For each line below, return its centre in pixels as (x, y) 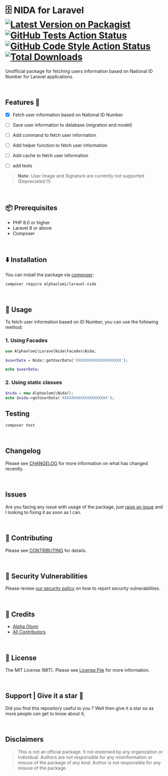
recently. (14, 469)
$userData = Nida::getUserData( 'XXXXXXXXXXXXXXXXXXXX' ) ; (67, 360)
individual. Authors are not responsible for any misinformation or (85, 757)
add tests (22, 166)
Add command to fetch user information (54, 135)
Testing (18, 413)
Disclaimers (25, 740)
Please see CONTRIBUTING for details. (46, 550)
